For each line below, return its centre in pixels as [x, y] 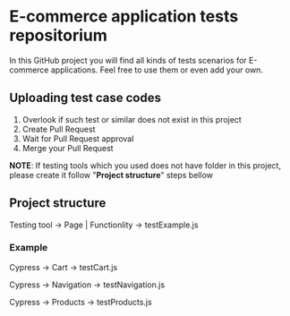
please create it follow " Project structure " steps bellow [111, 175]
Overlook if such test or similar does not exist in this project [132, 119]
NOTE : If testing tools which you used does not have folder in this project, [145, 165]
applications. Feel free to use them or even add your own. [157, 70]
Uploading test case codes [85, 98]
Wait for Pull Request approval [78, 138]
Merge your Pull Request [68, 148]
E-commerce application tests [124, 17]
